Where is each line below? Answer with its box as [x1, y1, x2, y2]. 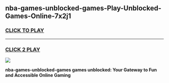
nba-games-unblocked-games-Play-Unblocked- [5, 4, 162, 13]
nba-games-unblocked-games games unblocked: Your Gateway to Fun [5, 66, 157, 72]
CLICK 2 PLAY [5, 46, 40, 53]
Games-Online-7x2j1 [5, 12, 71, 21]
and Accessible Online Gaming [5, 72, 71, 78]
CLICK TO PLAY [5, 27, 44, 34]
